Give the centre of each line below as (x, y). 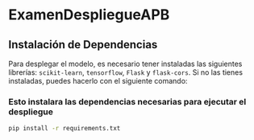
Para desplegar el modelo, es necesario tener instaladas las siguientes (125, 64)
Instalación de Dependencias (83, 45)
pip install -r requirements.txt (65, 129)
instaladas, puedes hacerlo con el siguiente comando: (98, 81)
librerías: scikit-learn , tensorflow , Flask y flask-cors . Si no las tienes (126, 72)
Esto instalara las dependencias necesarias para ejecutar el (127, 101)
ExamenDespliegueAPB (89, 15)
